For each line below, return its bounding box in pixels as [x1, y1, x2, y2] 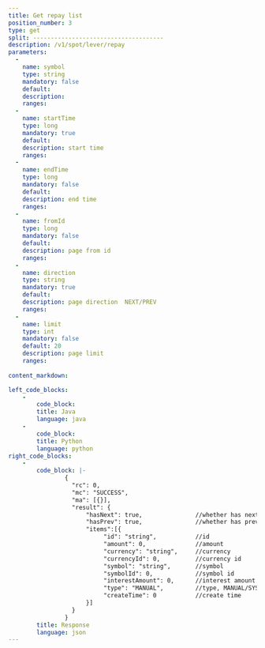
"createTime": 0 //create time [103, 592, 242, 600]
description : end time [22, 195, 97, 203]
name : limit [22, 320, 62, 328]
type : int [22, 327, 55, 336]
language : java [36, 416, 87, 424]
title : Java [36, 408, 77, 416]
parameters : [8, 48, 47, 56]
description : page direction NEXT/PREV [22, 298, 157, 306]
